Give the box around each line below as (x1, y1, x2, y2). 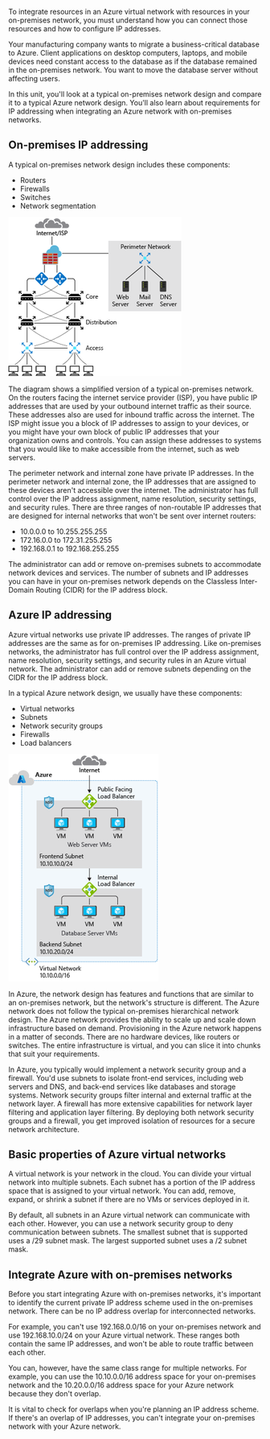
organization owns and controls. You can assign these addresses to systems (8, 435, 262, 445)
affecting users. (8, 74, 60, 83)
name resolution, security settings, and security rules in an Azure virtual (8, 655, 247, 665)
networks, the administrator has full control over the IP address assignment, (8, 647, 260, 656)
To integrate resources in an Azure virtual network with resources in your (8, 7, 251, 16)
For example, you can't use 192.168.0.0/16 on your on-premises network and (8, 1322, 261, 1332)
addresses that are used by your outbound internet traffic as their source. (8, 401, 252, 411)
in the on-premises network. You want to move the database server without (8, 65, 259, 75)
